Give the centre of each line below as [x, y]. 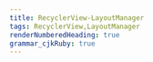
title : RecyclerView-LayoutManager [77, 18]
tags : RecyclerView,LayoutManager [75, 26]
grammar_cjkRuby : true [52, 43]
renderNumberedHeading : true [65, 35]
